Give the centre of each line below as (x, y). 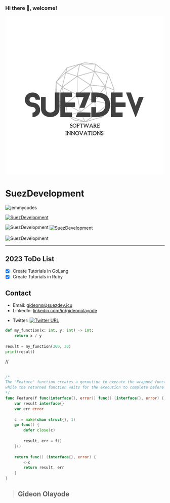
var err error (29, 409)
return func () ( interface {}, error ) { (55, 457)
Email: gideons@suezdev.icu (42, 305)
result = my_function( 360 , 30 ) (38, 346)
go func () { (27, 425)
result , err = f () (43, 441)
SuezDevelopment (45, 193)
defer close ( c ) (39, 430)
